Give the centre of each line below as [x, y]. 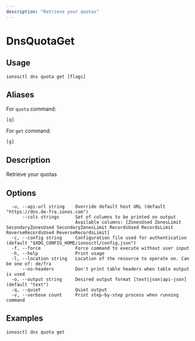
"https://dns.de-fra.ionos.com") [47, 212]
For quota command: [31, 109]
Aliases [20, 95]
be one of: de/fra [29, 264]
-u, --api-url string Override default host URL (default [89, 207]
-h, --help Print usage [58, 254]
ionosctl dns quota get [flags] [46, 77]
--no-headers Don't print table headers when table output [106, 269]
